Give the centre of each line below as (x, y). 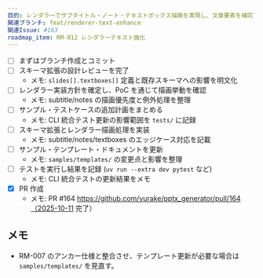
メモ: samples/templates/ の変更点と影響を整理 (106, 159)
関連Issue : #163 (33, 30)
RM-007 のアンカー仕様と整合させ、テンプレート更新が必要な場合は (129, 255)
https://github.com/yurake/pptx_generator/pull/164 (159, 198)
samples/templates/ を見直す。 (68, 265)
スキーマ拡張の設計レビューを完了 (74, 71)
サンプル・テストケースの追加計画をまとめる (91, 110)
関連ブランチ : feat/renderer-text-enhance (74, 23)
